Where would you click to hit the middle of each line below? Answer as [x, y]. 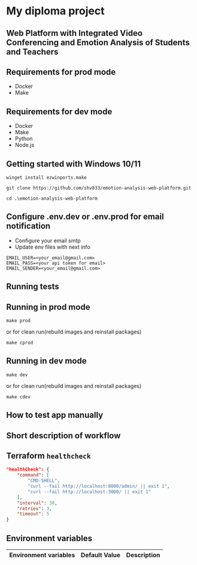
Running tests [33, 287]
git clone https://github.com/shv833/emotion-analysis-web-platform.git [99, 188]
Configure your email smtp [48, 240]
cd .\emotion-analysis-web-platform [52, 198]
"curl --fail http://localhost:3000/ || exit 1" [90, 491]
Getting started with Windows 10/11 [74, 164]
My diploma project [55, 11]
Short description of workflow [63, 436]
